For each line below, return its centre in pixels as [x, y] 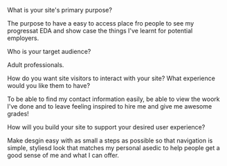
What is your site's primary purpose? [60, 10]
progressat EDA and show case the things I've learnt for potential [100, 31]
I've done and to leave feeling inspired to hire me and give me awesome [110, 106]
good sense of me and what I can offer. [63, 155]
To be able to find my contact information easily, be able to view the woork [113, 99]
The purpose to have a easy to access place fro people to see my [101, 23]
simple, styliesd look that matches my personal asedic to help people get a [113, 148]
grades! [18, 114]
